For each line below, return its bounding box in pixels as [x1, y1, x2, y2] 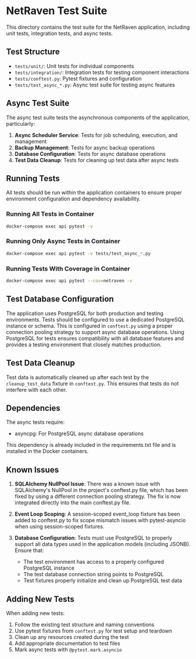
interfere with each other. [6, 386, 67, 393]
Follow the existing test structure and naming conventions [14, 621, 154, 628]
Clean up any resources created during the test [14, 633, 129, 640]
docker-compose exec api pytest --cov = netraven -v [6, 278, 133, 284]
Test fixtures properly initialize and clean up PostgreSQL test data [23, 577, 183, 584]
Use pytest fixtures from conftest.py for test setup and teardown [14, 627, 173, 634]
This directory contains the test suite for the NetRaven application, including [6, 24, 190, 31]
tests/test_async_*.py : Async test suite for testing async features [14, 81, 175, 88]
